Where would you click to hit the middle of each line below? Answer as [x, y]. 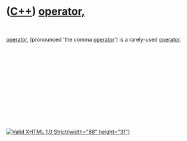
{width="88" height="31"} [98, 131]
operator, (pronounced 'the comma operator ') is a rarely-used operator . [94, 39]
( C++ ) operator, [46, 12]
